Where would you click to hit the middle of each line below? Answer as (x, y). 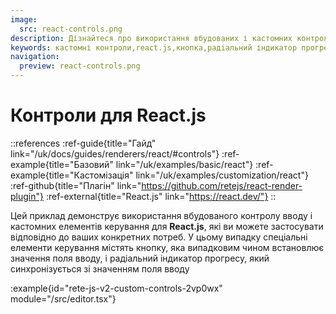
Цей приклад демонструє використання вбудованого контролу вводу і (161, 215)
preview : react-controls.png (80, 66)
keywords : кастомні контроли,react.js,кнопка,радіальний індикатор (154, 47)
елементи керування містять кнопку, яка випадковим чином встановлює (167, 247)
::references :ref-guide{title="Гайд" (83, 143)
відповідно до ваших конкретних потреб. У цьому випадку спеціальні (159, 237)
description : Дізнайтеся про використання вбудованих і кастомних (151, 38)
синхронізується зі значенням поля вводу (100, 268)
